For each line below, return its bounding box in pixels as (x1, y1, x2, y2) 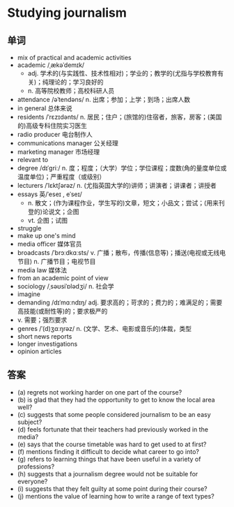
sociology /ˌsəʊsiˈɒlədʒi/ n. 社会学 (17, 282, 114, 291)
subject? (17, 418, 42, 426)
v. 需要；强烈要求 (17, 316, 68, 324)
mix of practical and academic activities (17, 54, 132, 61)
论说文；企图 (42, 207, 79, 216)
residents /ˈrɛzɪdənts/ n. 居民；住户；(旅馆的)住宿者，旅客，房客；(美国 (17, 113, 222, 121)
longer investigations (17, 340, 78, 348)
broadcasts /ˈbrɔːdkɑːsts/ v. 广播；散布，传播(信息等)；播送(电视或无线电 (17, 249, 226, 256)
